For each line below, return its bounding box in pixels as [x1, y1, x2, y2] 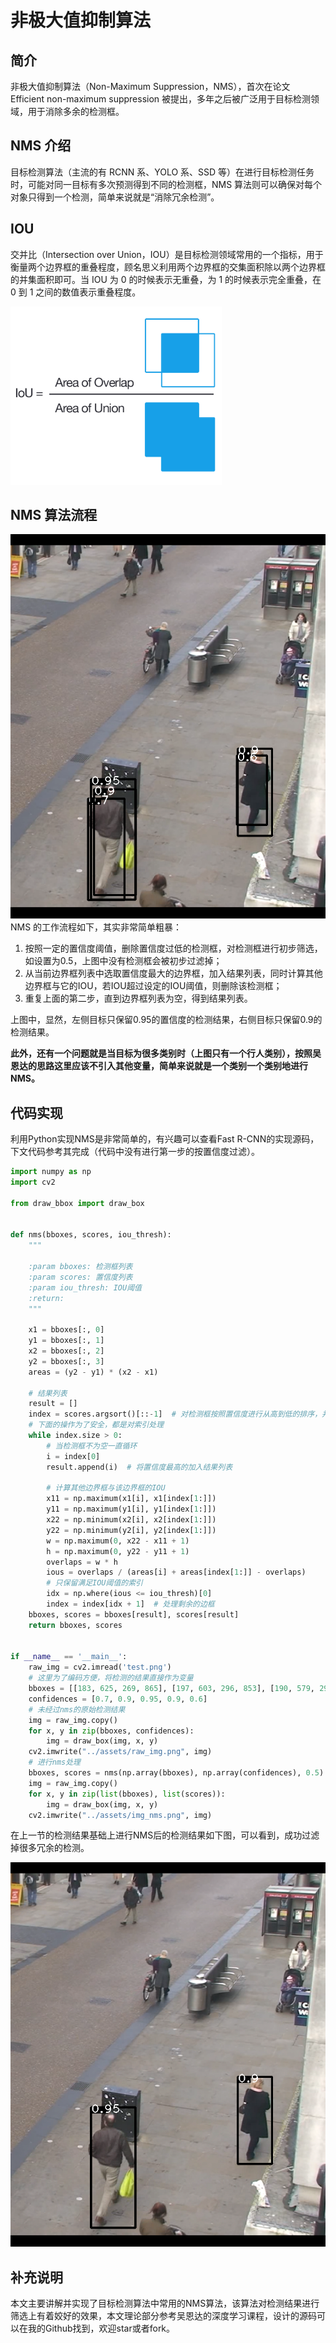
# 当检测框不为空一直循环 [46, 1441, 138, 1451]
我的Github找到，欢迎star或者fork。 [27, 2322, 176, 2335]
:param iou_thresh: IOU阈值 [28, 1282, 142, 1293]
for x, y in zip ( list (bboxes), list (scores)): [28, 1789, 226, 1799]
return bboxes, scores [28, 1620, 123, 1630]
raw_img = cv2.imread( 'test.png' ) [28, 1662, 172, 1673]
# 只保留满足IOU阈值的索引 [46, 1578, 143, 1588]
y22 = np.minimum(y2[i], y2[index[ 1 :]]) [46, 1525, 217, 1535]
